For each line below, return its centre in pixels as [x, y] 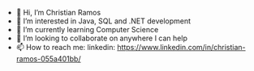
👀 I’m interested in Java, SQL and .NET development [103, 21]
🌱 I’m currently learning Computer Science [87, 29]
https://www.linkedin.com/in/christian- [181, 47]
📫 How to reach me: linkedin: [66, 47]
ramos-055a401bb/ [48, 59]
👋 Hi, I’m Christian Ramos [58, 13]
